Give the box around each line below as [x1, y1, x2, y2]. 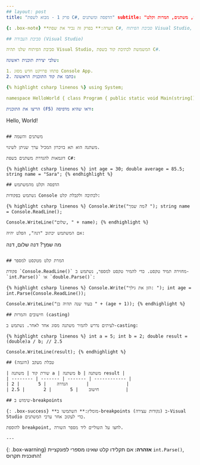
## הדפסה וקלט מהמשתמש [6, 181, 60, 188]
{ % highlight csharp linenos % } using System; [6, 84, 124, 90]
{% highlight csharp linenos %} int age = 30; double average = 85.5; [6, 166, 185, 172]
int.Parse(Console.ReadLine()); [6, 290, 86, 296]
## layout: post [6, 8, 46, 15]
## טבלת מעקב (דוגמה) [6, 359, 55, 365]
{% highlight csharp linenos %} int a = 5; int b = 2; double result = [6, 333, 187, 339]
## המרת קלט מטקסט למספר [6, 258, 64, 263]
